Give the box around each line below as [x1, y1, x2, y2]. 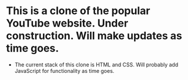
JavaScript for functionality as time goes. [14, 67, 115, 74]
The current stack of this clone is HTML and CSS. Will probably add [14, 61, 179, 68]
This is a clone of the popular [6, 4, 150, 18]
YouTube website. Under [6, 16, 129, 30]
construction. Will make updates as [6, 29, 182, 42]
